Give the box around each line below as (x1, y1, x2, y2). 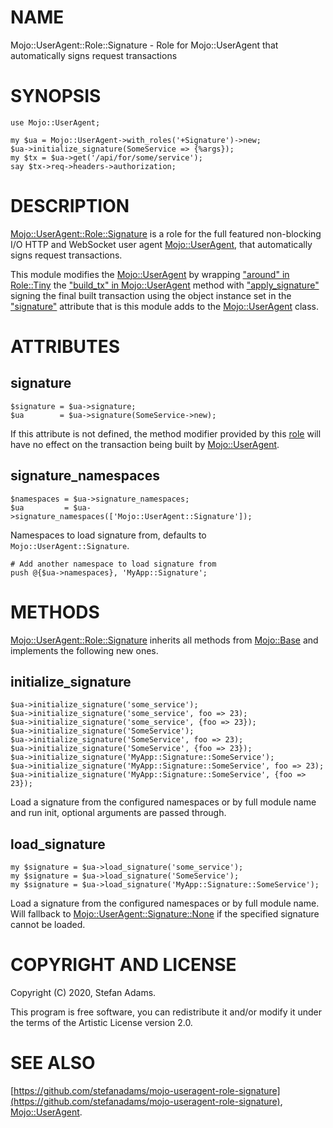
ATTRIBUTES (10, 336, 121, 358)
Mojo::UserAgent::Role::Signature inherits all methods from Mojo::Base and (10, 634, 319, 646)
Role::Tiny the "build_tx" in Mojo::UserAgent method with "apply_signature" (10, 279, 320, 291)
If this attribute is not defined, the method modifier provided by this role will (10, 427, 322, 440)
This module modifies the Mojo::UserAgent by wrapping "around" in (10, 268, 290, 280)
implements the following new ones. (10, 644, 159, 656)
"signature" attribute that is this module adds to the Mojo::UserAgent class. (10, 300, 319, 312)
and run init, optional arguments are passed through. (10, 807, 227, 819)
